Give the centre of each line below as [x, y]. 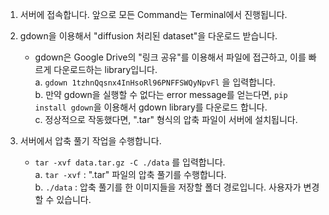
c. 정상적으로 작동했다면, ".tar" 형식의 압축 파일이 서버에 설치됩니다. [166, 119]
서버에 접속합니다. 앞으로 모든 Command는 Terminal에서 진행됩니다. [153, 14]
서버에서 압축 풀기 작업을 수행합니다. [90, 141]
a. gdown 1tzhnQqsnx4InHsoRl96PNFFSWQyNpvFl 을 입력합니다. [155, 82]
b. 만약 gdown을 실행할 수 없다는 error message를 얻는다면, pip [161, 94]
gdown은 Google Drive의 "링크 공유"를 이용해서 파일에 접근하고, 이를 [170, 57]
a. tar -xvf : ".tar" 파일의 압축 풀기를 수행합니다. [130, 174]
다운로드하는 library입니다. [105, 69]
